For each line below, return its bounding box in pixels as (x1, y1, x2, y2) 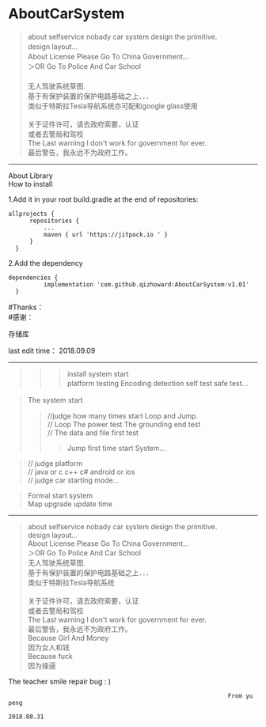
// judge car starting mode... (27, 475, 120, 485)
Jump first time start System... (66, 443, 166, 452)
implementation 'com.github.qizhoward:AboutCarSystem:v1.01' (43, 280, 249, 289)
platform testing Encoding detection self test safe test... (66, 378, 249, 388)
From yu (227, 691, 253, 700)
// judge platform (27, 458, 83, 468)
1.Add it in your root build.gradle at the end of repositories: (8, 195, 199, 204)
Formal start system (27, 490, 93, 500)
